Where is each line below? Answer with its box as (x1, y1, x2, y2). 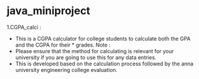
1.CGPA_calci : (7, 24, 41, 31)
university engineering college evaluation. (15, 66, 118, 73)
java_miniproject (7, 4, 91, 18)
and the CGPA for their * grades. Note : (15, 41, 111, 48)
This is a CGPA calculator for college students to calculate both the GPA (15, 35, 191, 42)
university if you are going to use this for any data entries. (15, 54, 156, 61)
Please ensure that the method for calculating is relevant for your (15, 47, 174, 54)
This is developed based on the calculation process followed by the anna (15, 60, 194, 67)
